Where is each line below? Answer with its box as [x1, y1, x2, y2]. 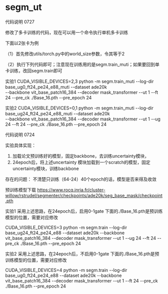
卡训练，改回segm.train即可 [5, 67, 63, 74]
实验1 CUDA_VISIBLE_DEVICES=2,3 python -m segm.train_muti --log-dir [5, 78, 154, 84]
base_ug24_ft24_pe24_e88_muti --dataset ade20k [5, 110, 110, 116]
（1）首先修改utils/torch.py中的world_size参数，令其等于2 [5, 51, 125, 57]
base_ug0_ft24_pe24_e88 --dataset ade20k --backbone [5, 272, 122, 278]
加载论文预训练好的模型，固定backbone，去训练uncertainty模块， [12, 153, 149, 159]
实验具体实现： [5, 142, 36, 148]
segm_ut [5, 2, 42, 13]
